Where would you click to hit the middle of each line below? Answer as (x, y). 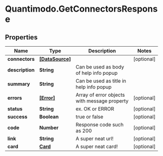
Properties (21, 37)
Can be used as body (100, 67)
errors (15, 98)
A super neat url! (95, 139)
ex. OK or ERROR (95, 109)
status (15, 109)
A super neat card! (97, 147)
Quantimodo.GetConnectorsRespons (81, 9)
